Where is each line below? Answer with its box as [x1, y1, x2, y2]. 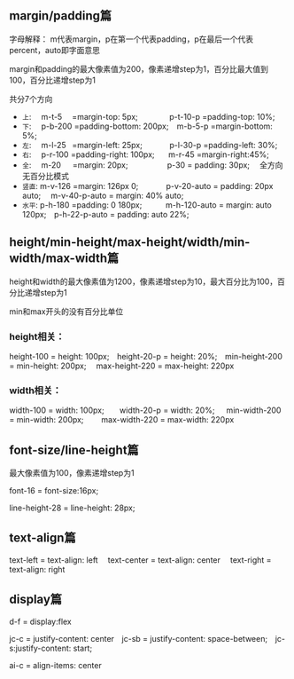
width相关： [9, 384, 62, 397]
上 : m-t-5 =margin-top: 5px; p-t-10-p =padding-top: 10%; [21, 111, 275, 122]
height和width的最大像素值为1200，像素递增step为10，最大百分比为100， [9, 276, 278, 287]
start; [73, 643, 93, 653]
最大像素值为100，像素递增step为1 [9, 468, 135, 478]
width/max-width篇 [9, 251, 120, 266]
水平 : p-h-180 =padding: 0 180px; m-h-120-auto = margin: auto [21, 199, 272, 210]
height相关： [9, 330, 65, 343]
